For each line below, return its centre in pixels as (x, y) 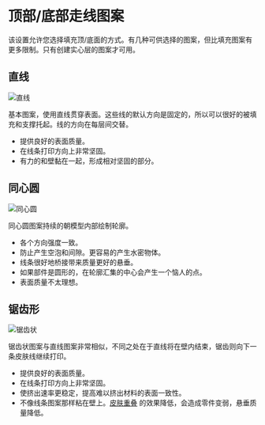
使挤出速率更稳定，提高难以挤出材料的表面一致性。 (103, 393)
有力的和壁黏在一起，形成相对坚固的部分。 (89, 161)
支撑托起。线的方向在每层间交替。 (77, 124)
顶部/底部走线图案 (66, 16)
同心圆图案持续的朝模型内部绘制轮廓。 (70, 226)
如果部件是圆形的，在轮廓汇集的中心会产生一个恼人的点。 (113, 272)
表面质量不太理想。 (51, 282)
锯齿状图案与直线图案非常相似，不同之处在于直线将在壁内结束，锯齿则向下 (129, 347)
